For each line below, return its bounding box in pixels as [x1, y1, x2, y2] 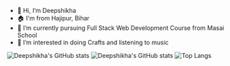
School [17, 31, 38, 39]
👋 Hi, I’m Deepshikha [17, 7, 76, 14]
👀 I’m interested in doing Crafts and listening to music [17, 38, 169, 46]
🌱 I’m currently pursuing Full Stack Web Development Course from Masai [17, 24, 224, 32]
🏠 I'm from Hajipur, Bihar [17, 14, 90, 22]
